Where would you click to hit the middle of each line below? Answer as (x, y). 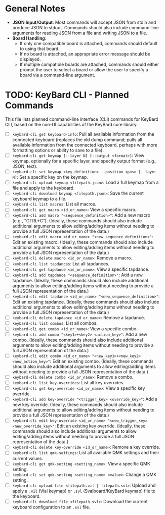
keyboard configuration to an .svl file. (51, 507)
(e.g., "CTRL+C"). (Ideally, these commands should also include (77, 221)
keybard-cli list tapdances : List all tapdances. (61, 263)
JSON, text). (25, 166)
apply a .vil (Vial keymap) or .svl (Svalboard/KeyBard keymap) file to (84, 491)
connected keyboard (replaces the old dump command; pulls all (77, 140)
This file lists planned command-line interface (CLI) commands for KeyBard (82, 119)
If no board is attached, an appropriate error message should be (85, 54)
